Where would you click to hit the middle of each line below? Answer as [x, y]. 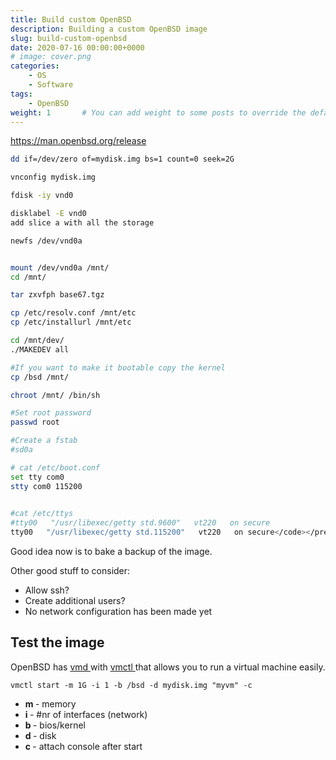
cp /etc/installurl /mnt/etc [71, 322]
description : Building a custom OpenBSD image [109, 29]
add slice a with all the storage [82, 222]
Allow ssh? [47, 590]
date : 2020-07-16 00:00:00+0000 [77, 47]
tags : [21, 94]
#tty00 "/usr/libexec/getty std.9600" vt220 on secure [140, 523]
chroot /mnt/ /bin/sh [55, 395]
